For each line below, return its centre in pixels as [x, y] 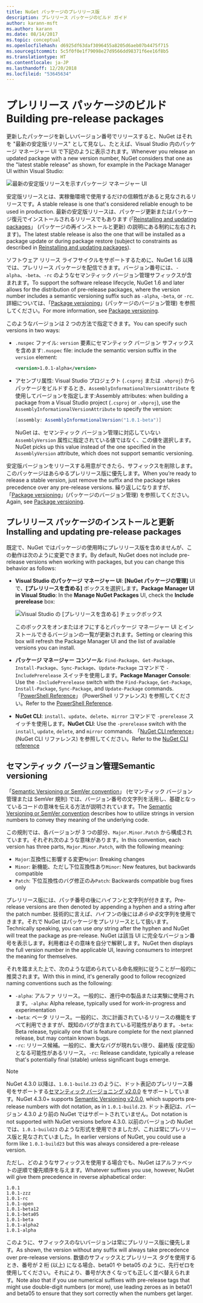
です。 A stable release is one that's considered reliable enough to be [108, 204]
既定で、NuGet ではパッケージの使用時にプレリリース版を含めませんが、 [97, 547]
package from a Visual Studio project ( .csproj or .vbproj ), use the [98, 402]
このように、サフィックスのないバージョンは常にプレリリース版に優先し [96, 1242]
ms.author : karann [29, 29]
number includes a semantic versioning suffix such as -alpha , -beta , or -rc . [100, 296]
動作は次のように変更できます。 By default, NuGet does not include [95, 555]
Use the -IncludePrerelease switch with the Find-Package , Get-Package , [103, 682]
